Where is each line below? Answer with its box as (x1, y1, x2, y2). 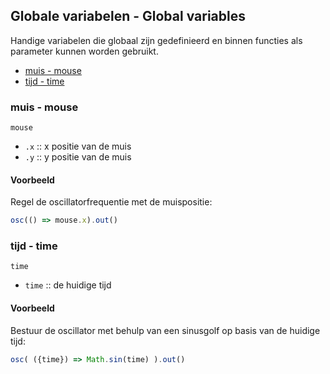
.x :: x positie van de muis (24, 140, 132, 153)
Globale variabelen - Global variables (10, 8, 246, 25)
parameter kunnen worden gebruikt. (10, 45, 159, 57)
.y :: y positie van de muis (24, 151, 132, 163)
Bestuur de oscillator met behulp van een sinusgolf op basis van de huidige (10, 324, 321, 336)
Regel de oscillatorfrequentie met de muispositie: (10, 196, 213, 208)
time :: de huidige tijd (24, 279, 112, 291)
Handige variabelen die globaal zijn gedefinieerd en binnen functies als (10, 34, 303, 46)
